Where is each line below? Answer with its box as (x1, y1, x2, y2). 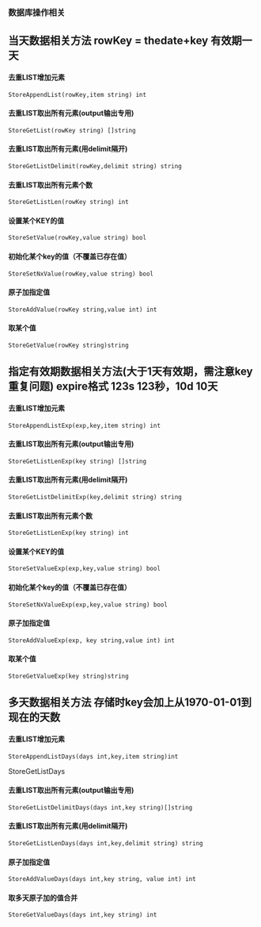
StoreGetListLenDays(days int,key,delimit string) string (8, 839, 203, 847)
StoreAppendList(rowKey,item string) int (8, 90, 147, 98)
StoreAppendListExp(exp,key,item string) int (8, 421, 161, 429)
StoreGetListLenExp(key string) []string (8, 457, 147, 465)
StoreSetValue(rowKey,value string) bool (8, 234, 147, 242)
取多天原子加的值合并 (8, 893, 78, 902)
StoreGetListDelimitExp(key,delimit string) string (8, 493, 182, 501)
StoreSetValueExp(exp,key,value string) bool (8, 565, 161, 573)
